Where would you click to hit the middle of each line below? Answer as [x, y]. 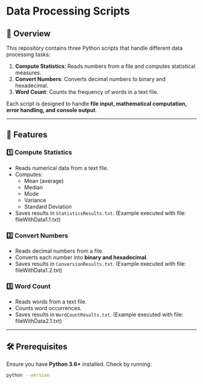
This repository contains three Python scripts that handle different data [95, 48]
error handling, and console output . [52, 110]
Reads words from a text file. [51, 302]
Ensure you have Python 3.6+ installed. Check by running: [79, 364]
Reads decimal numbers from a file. [59, 251]
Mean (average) [44, 180]
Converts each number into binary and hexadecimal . [81, 257]
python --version [28, 376]
